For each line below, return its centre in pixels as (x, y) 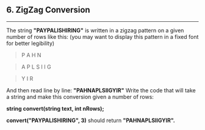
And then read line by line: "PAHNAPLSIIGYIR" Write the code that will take (101, 90)
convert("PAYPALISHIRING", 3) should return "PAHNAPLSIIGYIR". (91, 120)
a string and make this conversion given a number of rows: (80, 97)
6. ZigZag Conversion (48, 10)
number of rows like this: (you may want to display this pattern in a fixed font (103, 36)
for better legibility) (31, 43)
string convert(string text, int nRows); (55, 108)
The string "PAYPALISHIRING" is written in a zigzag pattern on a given (95, 30)
